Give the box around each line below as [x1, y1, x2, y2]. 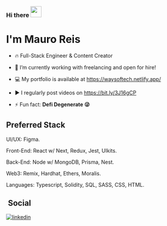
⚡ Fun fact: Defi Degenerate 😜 [14, 100, 90, 108]
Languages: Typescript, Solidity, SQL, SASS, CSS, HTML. [6, 181, 145, 188]
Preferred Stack [6, 120, 66, 130]
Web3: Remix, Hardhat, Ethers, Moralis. [6, 170, 101, 177]
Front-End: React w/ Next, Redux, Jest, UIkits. [6, 147, 117, 154]
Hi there [6, 11, 29, 19]
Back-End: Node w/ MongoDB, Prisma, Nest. [6, 158, 115, 166]
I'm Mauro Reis [6, 33, 81, 46]
